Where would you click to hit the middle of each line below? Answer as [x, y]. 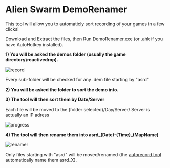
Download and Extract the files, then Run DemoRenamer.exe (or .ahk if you [84, 39]
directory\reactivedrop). [32, 59]
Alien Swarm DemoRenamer [66, 9]
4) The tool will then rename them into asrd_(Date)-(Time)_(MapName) [82, 135]
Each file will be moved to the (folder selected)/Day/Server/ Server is [78, 109]
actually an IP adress [27, 115]
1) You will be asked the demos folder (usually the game [66, 54]
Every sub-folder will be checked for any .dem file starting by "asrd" [77, 79]
